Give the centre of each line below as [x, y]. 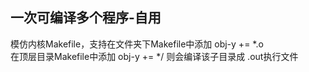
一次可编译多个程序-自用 [86, 18]
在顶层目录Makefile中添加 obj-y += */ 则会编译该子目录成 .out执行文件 [154, 56]
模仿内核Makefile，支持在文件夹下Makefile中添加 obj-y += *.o [137, 44]
